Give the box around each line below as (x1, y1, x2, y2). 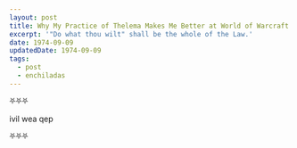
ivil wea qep (9, 113, 54, 124)
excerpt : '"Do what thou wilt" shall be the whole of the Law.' (9, 29, 253, 38)
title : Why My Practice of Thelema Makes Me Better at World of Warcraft (9, 21, 290, 30)
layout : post (9, 12, 58, 22)
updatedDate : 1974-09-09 (9, 46, 102, 55)
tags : (9, 54, 29, 63)
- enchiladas (17, 71, 66, 80)
